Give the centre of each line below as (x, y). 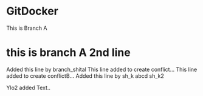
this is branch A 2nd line (68, 53)
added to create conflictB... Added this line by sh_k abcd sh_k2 (85, 76)
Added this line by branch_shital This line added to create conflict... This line (102, 69)
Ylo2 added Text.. (28, 87)
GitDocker (33, 11)
